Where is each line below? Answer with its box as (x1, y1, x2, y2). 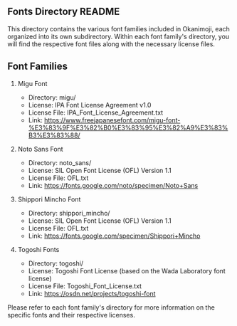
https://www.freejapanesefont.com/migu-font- (43, 115, 181, 124)
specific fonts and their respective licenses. (7, 310, 135, 319)
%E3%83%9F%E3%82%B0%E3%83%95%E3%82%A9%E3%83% (28, 123, 228, 132)
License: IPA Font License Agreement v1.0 (28, 100, 152, 109)
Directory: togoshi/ (28, 259, 84, 268)
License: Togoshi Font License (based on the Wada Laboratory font (28, 266, 226, 275)
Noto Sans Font (17, 144, 63, 153)
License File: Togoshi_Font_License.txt (28, 281, 142, 290)
